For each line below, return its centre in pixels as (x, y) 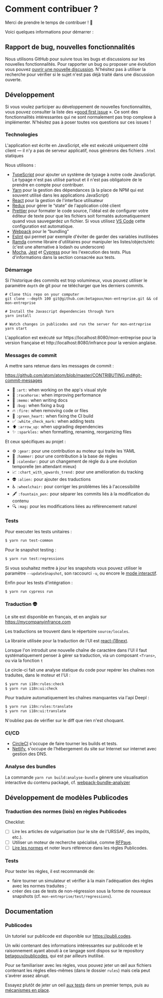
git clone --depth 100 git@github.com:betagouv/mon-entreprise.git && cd (81, 299)
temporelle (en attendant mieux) (44, 467)
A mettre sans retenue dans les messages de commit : (60, 366)
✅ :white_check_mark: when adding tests (53, 421)
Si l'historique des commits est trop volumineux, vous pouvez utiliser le (76, 280)
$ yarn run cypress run (29, 591)
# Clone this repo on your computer (42, 295)
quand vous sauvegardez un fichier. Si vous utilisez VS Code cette (79, 221)
